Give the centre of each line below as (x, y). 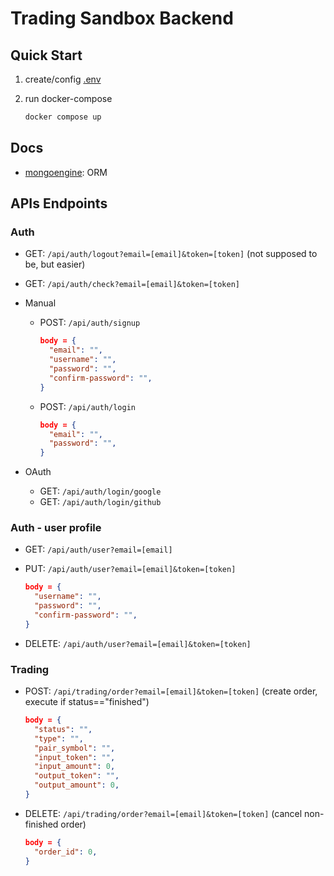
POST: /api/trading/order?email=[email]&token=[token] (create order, (171, 691)
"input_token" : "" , (75, 757)
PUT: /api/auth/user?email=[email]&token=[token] (130, 569)
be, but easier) (55, 264)
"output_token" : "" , (77, 776)
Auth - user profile (56, 528)
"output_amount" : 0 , (77, 785)
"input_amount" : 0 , (75, 767)
